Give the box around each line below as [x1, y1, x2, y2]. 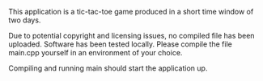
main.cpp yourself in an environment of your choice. [8, 48, 183, 57]
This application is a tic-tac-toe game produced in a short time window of [8, 7, 254, 16]
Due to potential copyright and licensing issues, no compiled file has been [8, 31, 255, 40]
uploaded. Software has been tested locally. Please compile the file [8, 39, 232, 49]
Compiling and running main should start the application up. [8, 63, 208, 73]
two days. [8, 15, 41, 25]
